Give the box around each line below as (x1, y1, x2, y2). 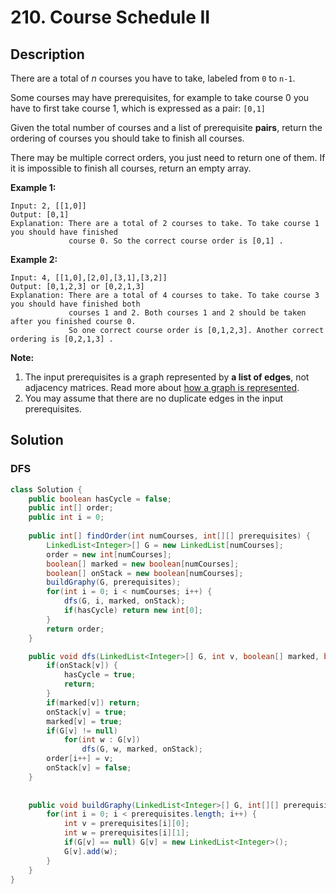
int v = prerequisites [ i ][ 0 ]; (63, 819, 190, 829)
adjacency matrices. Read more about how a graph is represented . (24, 382, 300, 393)
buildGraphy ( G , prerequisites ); (46, 577, 182, 588)
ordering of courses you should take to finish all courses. (10, 132, 245, 144)
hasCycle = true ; (63, 670, 137, 680)
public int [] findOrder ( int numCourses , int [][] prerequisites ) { (28, 531, 311, 541)
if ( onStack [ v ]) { (46, 661, 118, 671)
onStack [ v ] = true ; (46, 707, 128, 717)
